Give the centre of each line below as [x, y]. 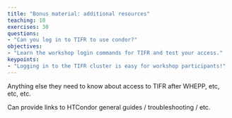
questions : [23, 33]
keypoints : [23, 60]
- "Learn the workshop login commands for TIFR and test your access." [115, 53]
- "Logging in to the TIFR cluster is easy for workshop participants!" [117, 66]
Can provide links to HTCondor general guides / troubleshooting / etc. [109, 107]
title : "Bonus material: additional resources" [79, 14]
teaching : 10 [27, 20]
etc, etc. [19, 93]
